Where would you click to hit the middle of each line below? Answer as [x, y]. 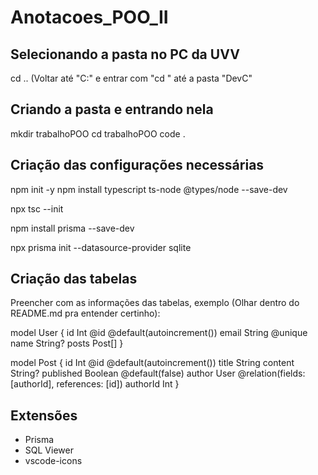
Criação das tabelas [74, 279]
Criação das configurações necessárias [137, 165]
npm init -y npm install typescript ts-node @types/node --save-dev [149, 189]
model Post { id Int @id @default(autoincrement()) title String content [152, 363]
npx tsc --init [37, 208]
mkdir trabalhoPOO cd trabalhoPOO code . [98, 133]
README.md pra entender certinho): [85, 313]
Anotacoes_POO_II [89, 17]
